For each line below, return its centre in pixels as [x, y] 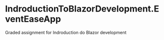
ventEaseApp [33, 19]
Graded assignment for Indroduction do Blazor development [66, 32]
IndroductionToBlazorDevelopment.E [82, 9]
